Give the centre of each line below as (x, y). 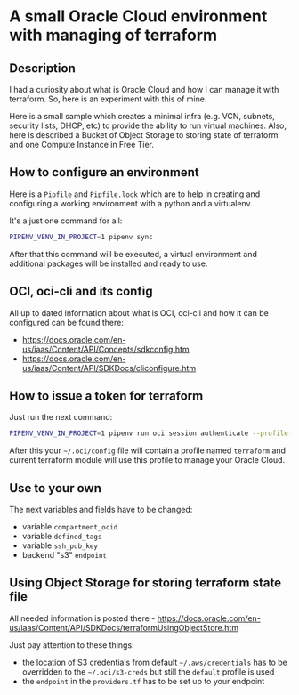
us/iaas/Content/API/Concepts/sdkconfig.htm (105, 349)
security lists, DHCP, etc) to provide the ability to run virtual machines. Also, (148, 125)
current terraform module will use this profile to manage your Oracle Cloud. (147, 460)
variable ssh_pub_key (60, 545)
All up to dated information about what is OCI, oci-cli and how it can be (139, 312)
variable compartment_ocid (70, 526)
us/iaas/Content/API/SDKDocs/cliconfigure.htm (109, 368)
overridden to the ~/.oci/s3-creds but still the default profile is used (148, 671)
